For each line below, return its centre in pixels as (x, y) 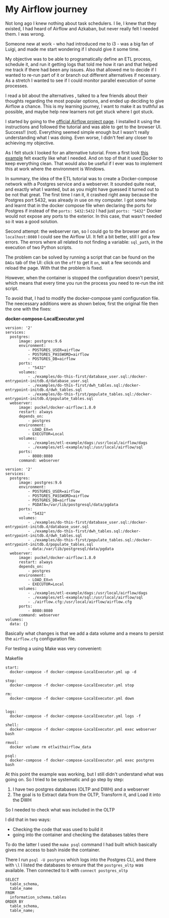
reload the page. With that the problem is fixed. (54, 268)
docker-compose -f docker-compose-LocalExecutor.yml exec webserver (83, 729)
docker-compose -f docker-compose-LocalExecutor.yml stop (72, 685)
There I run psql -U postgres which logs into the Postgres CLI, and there (81, 859)
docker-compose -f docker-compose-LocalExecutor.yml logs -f (75, 716)
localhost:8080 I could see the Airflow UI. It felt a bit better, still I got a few (82, 236)
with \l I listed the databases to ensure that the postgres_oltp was (74, 865)
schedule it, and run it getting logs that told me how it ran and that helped (81, 64)
